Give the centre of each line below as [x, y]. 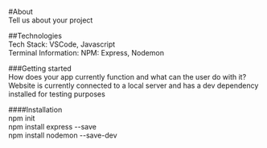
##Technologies [35, 36]
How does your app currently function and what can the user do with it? [127, 77]
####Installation [35, 109]
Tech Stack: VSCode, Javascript [62, 44]
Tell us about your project [51, 20]
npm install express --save [52, 127]
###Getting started [40, 68]
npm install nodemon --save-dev [63, 135]
